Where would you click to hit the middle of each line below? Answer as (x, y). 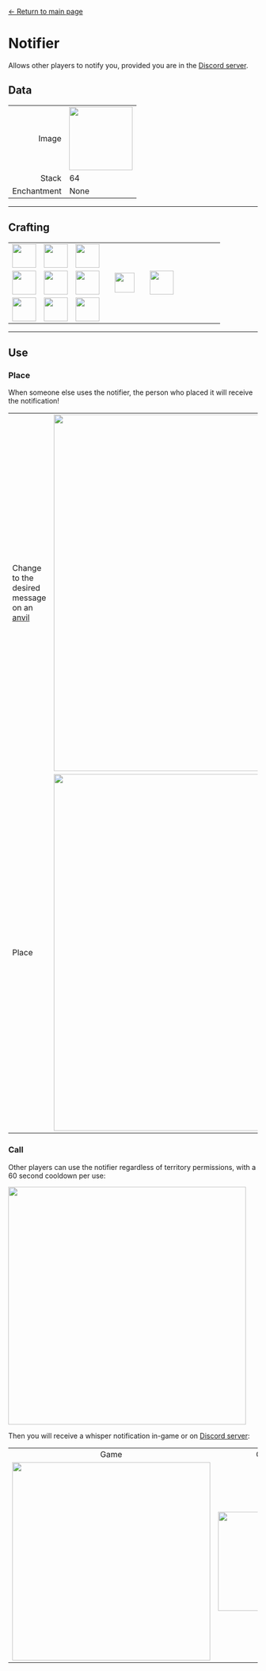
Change (27, 568)
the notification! (34, 401)
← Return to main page (46, 11)
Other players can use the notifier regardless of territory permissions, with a (132, 1167)
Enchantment (37, 191)
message (29, 598)
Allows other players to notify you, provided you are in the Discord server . (128, 65)
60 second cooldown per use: (57, 1176)
